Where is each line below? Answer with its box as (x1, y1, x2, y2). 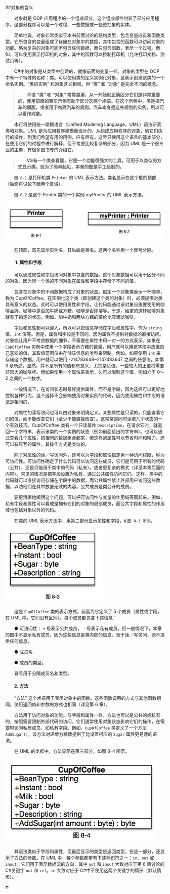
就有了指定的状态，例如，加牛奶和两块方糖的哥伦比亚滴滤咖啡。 (5, 314, 138, 320)
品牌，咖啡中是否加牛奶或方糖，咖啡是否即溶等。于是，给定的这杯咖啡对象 (9, 308, 165, 314)
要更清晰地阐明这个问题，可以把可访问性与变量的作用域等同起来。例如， (14, 494, 165, 500)
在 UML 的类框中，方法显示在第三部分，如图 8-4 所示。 (14, 748, 130, 754)
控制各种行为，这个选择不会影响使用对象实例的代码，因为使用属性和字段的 (5, 392, 160, 398)
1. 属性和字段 (15, 260, 42, 266)
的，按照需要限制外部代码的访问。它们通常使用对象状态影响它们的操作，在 (5, 718, 160, 725)
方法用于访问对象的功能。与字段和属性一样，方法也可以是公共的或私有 (14, 712, 160, 718)
